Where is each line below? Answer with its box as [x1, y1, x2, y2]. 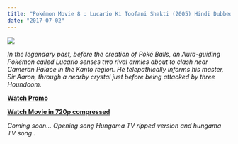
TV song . [7, 128, 36, 137]
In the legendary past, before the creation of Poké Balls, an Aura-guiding [7, 50, 221, 58]
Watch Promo [7, 94, 48, 102]
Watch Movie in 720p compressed [7, 107, 110, 116]
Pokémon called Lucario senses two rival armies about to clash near [7, 57, 208, 66]
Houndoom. [7, 79, 42, 89]
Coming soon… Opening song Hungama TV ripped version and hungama [7, 121, 222, 130]
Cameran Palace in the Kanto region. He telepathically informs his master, [7, 65, 225, 73]
